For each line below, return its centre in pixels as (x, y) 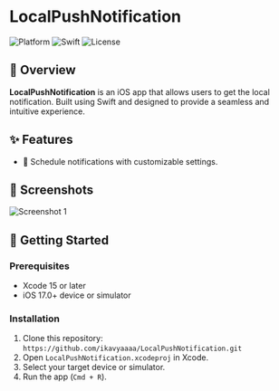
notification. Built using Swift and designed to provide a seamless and (139, 101)
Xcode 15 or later (54, 286)
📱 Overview (43, 70)
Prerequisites (39, 266)
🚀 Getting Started (59, 240)
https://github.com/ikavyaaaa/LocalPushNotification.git (132, 349)
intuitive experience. (48, 111)
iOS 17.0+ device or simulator (77, 295)
